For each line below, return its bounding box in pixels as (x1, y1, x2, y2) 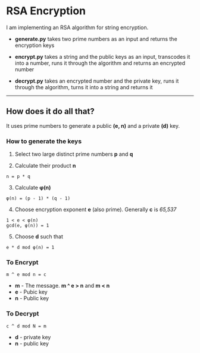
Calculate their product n (14, 162, 76, 169)
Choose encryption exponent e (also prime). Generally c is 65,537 (14, 206, 177, 213)
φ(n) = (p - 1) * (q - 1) (6, 196, 70, 201)
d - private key (14, 333, 51, 341)
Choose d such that (14, 233, 64, 240)
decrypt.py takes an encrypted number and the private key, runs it (14, 77, 179, 84)
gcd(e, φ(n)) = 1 (6, 223, 49, 229)
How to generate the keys (6, 137, 82, 145)
